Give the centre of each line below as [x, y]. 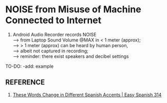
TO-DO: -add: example [30, 66]
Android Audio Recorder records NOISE [54, 34]
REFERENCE [25, 82]
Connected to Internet [53, 20]
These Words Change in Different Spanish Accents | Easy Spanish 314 [87, 95]
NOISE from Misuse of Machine [73, 9]
